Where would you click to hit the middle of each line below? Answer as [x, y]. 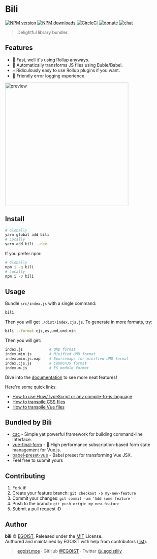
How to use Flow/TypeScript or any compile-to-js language [72, 396]
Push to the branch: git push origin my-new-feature [66, 504]
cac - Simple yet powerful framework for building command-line [77, 434]
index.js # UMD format [41, 350]
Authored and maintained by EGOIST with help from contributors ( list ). [76, 541]
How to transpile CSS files [39, 402]
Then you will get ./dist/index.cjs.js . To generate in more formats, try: [79, 322]
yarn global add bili [27, 235]
